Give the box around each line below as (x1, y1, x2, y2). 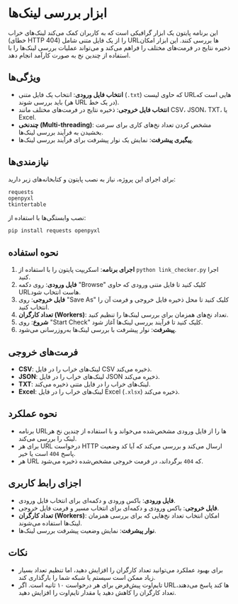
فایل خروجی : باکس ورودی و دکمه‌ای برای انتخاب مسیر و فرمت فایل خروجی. (18, 503, 219, 512)
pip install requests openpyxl (8, 227, 101, 234)
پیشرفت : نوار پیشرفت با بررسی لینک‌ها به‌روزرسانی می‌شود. (18, 326, 176, 334)
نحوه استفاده (8, 246, 59, 258)
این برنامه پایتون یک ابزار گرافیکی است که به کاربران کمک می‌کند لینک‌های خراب (8, 28, 218, 37)
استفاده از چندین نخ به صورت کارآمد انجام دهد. (8, 51, 131, 59)
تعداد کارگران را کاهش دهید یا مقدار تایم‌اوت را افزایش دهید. (18, 588, 176, 596)
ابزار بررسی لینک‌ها (8, 5, 107, 21)
